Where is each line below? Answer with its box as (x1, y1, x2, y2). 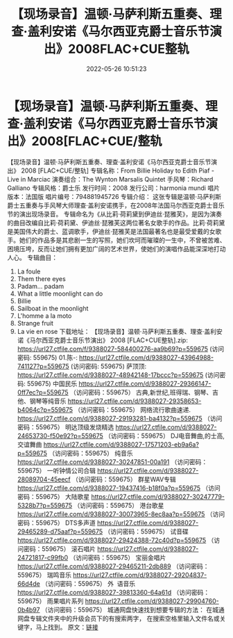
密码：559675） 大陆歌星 (17, 492, 90, 501)
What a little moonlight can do (17, 289, 103, 298)
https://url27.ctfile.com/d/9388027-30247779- (91, 492, 225, 501)
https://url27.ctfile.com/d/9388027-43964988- (78, 353, 214, 362)
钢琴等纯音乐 (29, 397, 67, 405)
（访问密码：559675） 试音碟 (103, 527, 189, 536)
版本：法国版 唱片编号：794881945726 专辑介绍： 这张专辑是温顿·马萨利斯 (7, 192, 222, 200)
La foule (17, 267, 41, 276)
